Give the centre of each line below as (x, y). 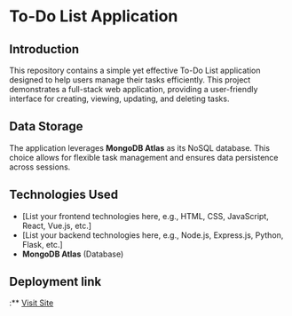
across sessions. (40, 167)
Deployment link (55, 282)
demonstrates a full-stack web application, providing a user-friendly (134, 89)
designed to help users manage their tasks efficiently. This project (130, 80)
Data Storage (46, 126)
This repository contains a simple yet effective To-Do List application (135, 70)
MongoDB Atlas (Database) (73, 254)
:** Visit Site (32, 303)
